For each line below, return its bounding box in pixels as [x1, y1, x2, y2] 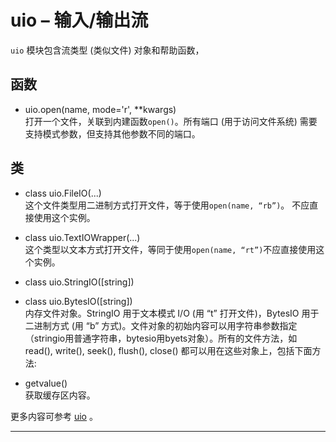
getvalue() [24, 377, 68, 389]
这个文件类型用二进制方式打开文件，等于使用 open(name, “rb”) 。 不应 [24, 199, 310, 211]
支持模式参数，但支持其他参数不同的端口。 [24, 127, 201, 140]
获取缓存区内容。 [24, 389, 96, 401]
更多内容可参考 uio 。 [10, 410, 98, 422]
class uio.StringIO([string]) [24, 276, 135, 288]
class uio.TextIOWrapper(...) [24, 231, 141, 243]
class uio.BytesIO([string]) [24, 295, 133, 307]
